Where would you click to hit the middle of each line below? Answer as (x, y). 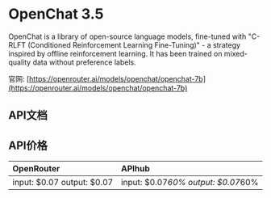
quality (20, 62)
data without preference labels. (85, 62)
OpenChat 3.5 (56, 14)
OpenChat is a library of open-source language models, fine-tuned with (127, 36)
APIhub (135, 169)
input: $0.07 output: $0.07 (63, 183)
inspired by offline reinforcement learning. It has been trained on (115, 53)
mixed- (236, 53)
